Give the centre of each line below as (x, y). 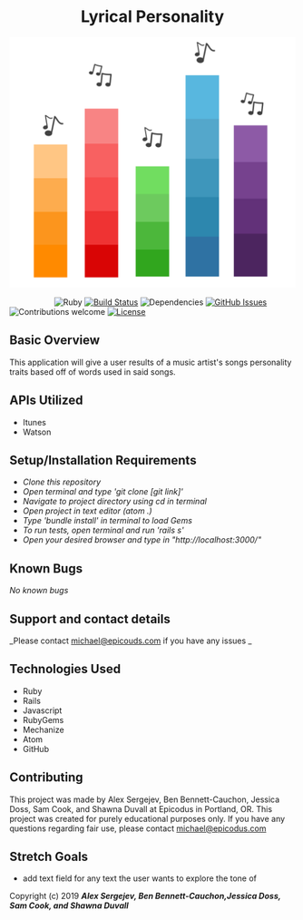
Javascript (42, 710)
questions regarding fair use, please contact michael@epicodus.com (138, 828)
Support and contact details (90, 619)
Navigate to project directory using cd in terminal (114, 502)
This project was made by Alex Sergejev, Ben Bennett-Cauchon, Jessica (145, 799)
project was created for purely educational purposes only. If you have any (147, 818)
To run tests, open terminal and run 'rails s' (103, 530)
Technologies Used (65, 669)
